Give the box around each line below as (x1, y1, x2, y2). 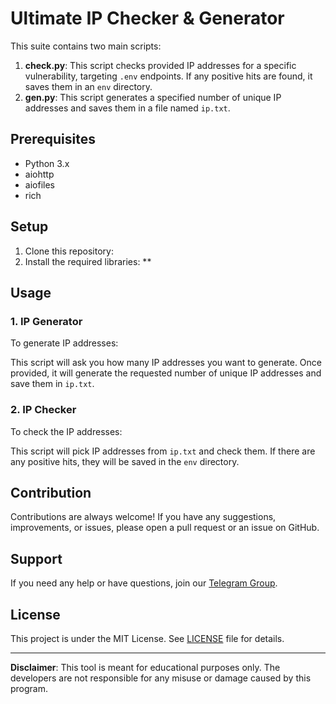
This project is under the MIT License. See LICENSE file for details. (10, 632, 285, 644)
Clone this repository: (24, 245, 114, 257)
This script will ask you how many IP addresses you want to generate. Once (10, 357, 322, 369)
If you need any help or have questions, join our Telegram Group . (10, 577, 278, 589)
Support (10, 550, 63, 567)
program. (10, 682, 49, 694)
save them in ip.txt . (10, 378, 95, 390)
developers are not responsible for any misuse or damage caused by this (10, 672, 312, 684)
